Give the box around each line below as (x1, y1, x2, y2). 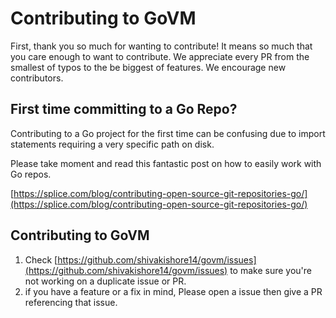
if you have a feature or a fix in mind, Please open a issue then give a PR (24, 285, 323, 297)
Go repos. (10, 168, 52, 180)
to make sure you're (229, 264, 312, 276)
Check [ (24, 253, 58, 266)
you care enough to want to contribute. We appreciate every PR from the (10, 50, 310, 62)
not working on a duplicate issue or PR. (24, 275, 187, 287)
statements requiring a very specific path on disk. (10, 138, 215, 150)
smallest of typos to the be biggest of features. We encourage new (10, 61, 287, 73)
